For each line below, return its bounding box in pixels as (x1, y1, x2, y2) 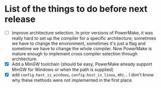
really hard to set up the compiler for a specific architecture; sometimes (11, 35, 156, 41)
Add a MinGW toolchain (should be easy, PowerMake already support (11, 61, 152, 67)
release (4, 14, 36, 25)
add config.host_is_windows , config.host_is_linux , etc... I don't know (11, 72, 154, 78)
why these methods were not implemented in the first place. (11, 77, 133, 83)
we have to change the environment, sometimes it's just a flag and (11, 40, 146, 46)
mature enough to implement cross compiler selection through (11, 51, 138, 56)
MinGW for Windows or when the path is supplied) (11, 67, 114, 72)
